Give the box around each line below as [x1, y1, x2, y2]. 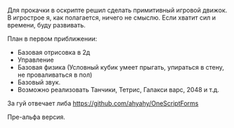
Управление [17, 56, 54, 64]
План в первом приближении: [7, 34, 98, 43]
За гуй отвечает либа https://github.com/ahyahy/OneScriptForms [7, 99, 199, 108]
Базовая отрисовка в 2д [17, 49, 91, 56]
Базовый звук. [17, 78, 61, 87]
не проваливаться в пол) [17, 70, 93, 79]
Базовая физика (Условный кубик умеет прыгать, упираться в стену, [17, 63, 225, 71]
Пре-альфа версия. [7, 113, 65, 121]
